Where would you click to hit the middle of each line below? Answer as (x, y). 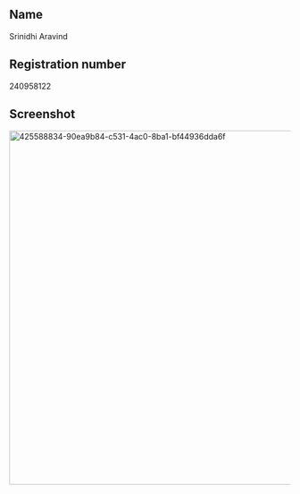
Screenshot (42, 114)
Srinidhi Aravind (39, 36)
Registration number (68, 65)
